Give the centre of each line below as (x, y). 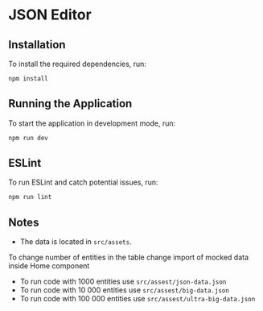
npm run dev (28, 138)
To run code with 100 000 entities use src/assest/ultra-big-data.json (138, 299)
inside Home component (49, 266)
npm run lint (30, 197)
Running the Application (70, 104)
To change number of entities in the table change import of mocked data (129, 257)
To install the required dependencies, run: (78, 64)
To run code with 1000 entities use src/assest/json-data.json (123, 282)
